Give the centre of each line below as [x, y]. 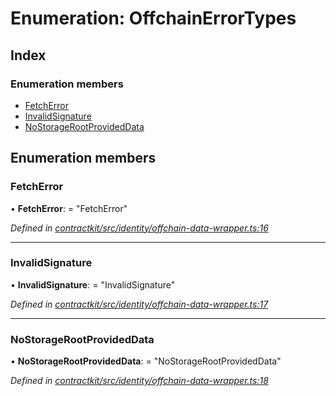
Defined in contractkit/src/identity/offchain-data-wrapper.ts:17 [139, 304]
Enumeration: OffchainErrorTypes [153, 18]
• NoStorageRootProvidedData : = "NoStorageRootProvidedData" [146, 361]
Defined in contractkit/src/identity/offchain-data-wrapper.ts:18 [139, 381]
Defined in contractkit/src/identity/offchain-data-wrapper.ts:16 [139, 228]
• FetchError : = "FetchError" [69, 208]
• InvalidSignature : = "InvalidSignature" [93, 284]
